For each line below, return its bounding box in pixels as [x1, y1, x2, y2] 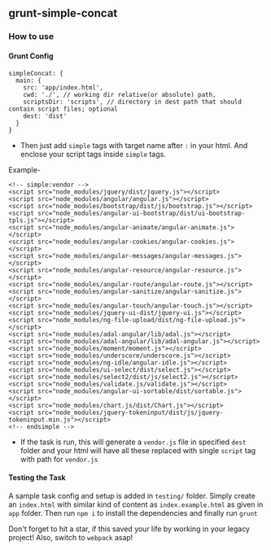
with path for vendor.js [20, 454, 98, 464]
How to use [8, 31, 55, 42]
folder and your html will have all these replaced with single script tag [20, 445, 256, 455]
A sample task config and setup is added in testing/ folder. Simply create [8, 491, 256, 500]
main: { [15, 76, 42, 85]
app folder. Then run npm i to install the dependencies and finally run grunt [8, 508, 258, 517]
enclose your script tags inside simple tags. [20, 149, 167, 159]
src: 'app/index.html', [23, 83, 104, 92]
